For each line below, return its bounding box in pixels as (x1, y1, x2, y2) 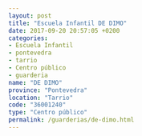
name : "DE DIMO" (8, 78, 63, 86)
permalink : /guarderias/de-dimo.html (8, 116, 135, 124)
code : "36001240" (8, 101, 67, 109)
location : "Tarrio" (8, 94, 74, 102)
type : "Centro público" (8, 109, 88, 117)
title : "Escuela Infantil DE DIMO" (8, 19, 128, 27)
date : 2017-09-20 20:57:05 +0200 (8, 26, 120, 34)
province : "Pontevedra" (8, 86, 88, 94)
